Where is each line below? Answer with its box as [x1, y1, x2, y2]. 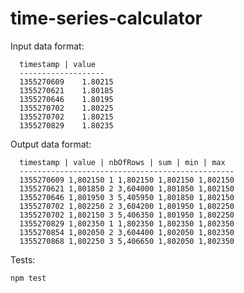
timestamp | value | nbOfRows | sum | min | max [19, 157, 226, 167]
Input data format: [10, 40, 85, 52]
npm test [10, 273, 47, 283]
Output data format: [10, 138, 92, 150]
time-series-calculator [10, 7, 203, 30]
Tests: [10, 253, 36, 266]
